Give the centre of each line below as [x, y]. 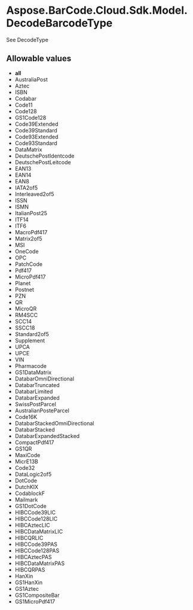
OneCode [27, 251]
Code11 [24, 105]
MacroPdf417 [31, 232]
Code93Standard [36, 143]
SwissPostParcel [36, 404]
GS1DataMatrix [33, 372]
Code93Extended [36, 137]
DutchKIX [27, 487]
